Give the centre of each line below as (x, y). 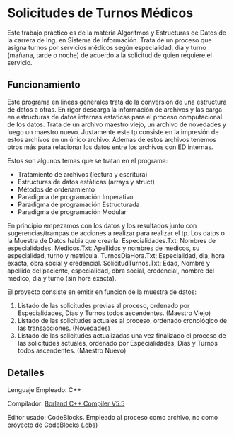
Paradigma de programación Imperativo (75, 196)
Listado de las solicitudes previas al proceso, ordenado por (104, 305)
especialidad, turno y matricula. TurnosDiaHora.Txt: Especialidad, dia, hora (116, 255)
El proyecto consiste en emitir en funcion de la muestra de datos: (102, 292)
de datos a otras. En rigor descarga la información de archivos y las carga (115, 109)
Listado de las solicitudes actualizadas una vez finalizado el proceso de (122, 335)
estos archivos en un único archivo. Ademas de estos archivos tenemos (112, 139)
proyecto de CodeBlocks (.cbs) (53, 425)
